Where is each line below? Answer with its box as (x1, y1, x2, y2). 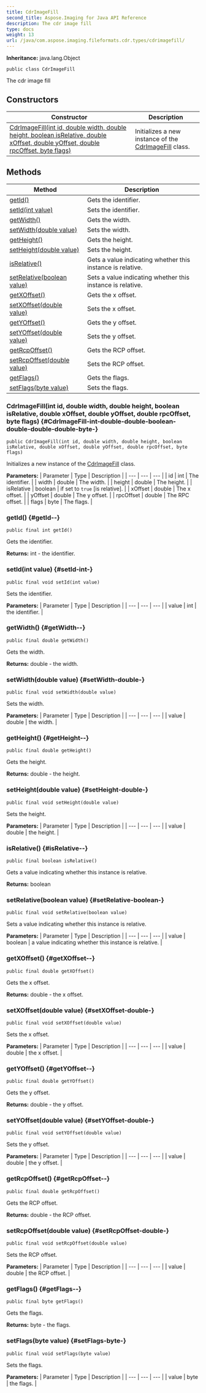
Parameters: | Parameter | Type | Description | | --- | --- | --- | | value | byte (6, 1373, 198, 1380)
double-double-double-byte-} (6, 424, 99, 433)
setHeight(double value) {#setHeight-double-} (6, 785, 149, 794)
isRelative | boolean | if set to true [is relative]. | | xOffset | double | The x (6, 485, 191, 492)
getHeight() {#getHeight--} (6, 734, 90, 742)
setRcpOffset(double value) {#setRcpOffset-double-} (6, 1226, 170, 1235)
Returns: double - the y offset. (6, 1101, 84, 1109)
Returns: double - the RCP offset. (6, 1211, 92, 1218)
